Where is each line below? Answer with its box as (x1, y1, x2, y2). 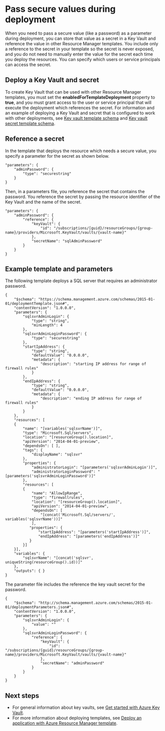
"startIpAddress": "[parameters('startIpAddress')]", (38, 530, 151, 535)
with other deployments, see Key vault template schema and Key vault (5, 115, 148, 121)
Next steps (5, 691, 39, 700)
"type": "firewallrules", (31, 495, 85, 500)
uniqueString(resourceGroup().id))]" (5, 560, 83, 565)
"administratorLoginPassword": (31, 469, 96, 474)
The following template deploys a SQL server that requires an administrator (5, 278, 158, 284)
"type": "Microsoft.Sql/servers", (23, 431, 94, 435)
